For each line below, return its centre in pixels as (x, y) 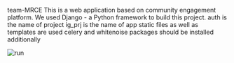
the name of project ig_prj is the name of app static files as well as (103, 25)
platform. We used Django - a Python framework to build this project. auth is (117, 17)
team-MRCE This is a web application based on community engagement (111, 10)
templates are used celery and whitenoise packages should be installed (111, 32)
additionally (24, 39)
